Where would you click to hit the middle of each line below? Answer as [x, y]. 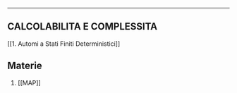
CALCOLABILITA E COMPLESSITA [83, 26]
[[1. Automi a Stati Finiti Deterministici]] [64, 44]
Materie [25, 66]
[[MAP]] [29, 82]
